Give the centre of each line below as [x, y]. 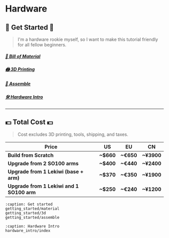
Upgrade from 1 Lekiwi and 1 [43, 186]
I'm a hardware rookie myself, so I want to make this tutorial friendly [88, 39]
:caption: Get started [29, 204]
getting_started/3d [26, 213]
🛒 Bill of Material [23, 56]
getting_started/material [32, 209]
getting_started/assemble [32, 217]
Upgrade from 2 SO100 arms [43, 163]
